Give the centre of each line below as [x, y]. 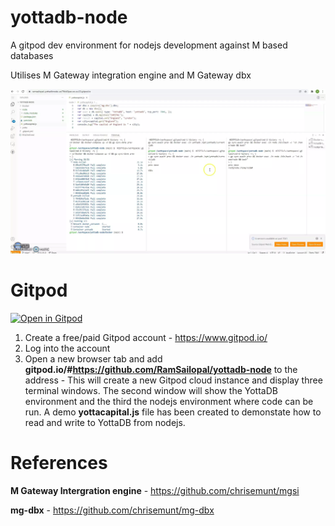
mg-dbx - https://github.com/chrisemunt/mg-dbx [112, 510]
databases [32, 55]
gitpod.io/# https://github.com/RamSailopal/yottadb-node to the [161, 370]
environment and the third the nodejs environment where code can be [169, 402]
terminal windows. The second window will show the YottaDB [151, 391]
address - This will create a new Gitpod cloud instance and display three [173, 380]
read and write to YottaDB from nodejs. [105, 423]
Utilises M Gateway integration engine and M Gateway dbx [131, 75]
